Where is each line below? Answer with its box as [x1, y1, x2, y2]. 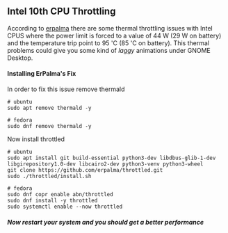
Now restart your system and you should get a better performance [7, 218, 204, 226]
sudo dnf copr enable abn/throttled [7, 191, 113, 198]
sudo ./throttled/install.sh [7, 173, 92, 180]
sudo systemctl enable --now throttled [7, 203, 123, 211]
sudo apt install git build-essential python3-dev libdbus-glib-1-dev [7, 154, 216, 162]
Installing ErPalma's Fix [7, 70, 76, 78]
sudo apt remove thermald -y [7, 104, 92, 112]
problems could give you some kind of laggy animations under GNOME [7, 46, 211, 54]
